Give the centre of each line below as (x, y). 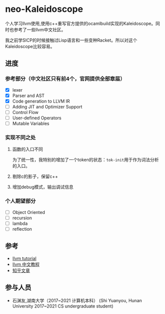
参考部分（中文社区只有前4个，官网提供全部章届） (65, 79)
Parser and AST (28, 96)
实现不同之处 (21, 137)
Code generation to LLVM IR (41, 101)
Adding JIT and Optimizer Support (47, 106)
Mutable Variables (31, 123)
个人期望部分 (21, 201)
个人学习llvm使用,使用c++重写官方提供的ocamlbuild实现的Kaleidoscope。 (81, 23)
